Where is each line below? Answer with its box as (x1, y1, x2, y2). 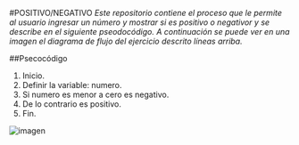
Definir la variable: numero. (21, 80, 122, 90)
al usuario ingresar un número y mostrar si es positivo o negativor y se (9, 17, 270, 28)
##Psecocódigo (9, 53, 68, 63)
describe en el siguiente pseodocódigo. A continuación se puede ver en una (9, 27, 290, 36)
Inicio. (21, 70, 46, 81)
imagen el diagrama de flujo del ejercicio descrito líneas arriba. (9, 36, 243, 46)
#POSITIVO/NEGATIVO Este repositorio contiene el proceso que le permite (9, 8, 283, 18)
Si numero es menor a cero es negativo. (21, 89, 170, 100)
